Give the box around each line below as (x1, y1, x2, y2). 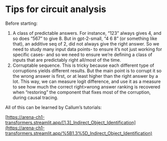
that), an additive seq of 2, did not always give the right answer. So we (12, 40, 159, 46)
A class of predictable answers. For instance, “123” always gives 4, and (12, 30, 161, 36)
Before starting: (5, 20, 38, 26)
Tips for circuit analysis (5, 4, 106, 15)
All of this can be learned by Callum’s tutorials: (5, 104, 102, 110)
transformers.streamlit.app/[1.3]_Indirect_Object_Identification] (5, 119, 136, 125)
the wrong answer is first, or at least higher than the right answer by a (12, 73, 158, 79)
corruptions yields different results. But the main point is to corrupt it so (12, 67, 162, 74)
